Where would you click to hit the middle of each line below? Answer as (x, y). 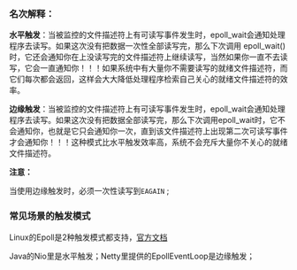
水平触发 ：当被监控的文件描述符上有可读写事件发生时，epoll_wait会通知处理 (147, 35)
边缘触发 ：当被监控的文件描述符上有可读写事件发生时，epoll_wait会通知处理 (147, 109)
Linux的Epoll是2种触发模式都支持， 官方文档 (88, 237)
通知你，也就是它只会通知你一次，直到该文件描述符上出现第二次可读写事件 (152, 131)
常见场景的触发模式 (50, 216)
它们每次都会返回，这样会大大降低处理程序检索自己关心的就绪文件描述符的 (145, 79)
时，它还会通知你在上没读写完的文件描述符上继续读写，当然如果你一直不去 (145, 57)
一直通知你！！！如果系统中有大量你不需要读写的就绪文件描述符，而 (164, 68)
